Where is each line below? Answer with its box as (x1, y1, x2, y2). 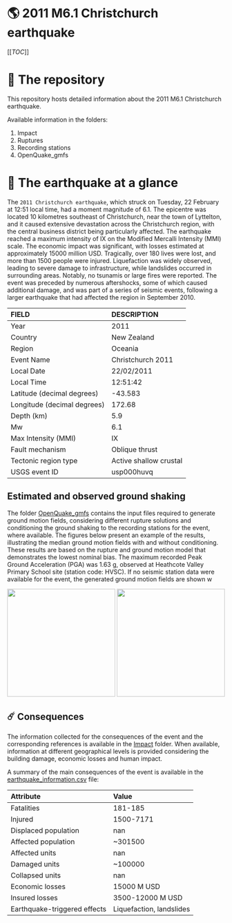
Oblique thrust (111, 445, 158, 454)
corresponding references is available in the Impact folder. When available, (7, 740, 220, 748)
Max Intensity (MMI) (10, 433, 76, 443)
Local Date (10, 366, 46, 376)
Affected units (10, 848, 57, 858)
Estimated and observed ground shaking (7, 491, 186, 503)
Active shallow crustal (111, 456, 183, 465)
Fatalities (10, 804, 40, 813)
